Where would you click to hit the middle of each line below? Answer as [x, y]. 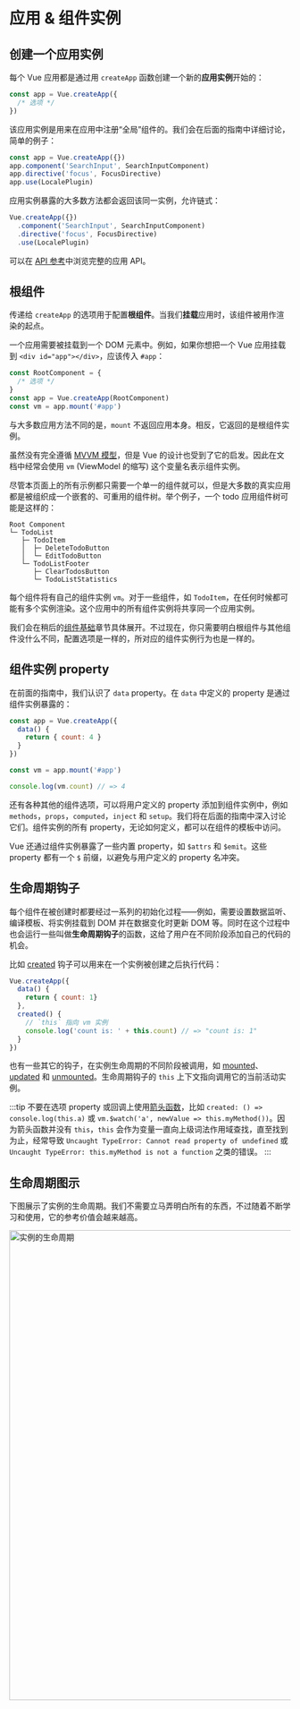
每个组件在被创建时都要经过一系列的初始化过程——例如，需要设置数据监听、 [150, 911]
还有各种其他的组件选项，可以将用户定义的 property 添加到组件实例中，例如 [149, 804]
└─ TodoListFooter [55, 564]
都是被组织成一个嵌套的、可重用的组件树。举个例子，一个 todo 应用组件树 [145, 496]
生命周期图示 [45, 1183]
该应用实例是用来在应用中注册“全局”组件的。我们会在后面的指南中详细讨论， [150, 129]
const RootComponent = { [55, 373]
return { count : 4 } [63, 738]
